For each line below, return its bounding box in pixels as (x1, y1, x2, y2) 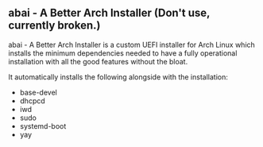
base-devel (19, 87, 57, 97)
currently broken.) (8, 19, 101, 33)
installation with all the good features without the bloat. (8, 56, 188, 66)
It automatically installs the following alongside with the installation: (8, 72, 228, 82)
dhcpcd (19, 95, 45, 106)
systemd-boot (19, 121, 67, 130)
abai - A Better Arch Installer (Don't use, (8, 6, 211, 20)
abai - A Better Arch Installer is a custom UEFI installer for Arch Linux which (8, 40, 256, 49)
